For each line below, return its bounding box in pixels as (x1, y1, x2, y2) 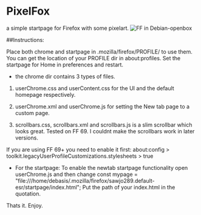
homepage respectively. (15, 91, 76, 98)
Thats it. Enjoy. (6, 202, 44, 209)
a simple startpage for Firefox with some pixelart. (6, 24, 129, 32)
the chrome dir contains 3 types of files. (15, 72, 115, 80)
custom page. (15, 109, 50, 116)
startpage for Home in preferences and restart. (6, 61, 123, 68)
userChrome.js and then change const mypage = (15, 171, 138, 178)
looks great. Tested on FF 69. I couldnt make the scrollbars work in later (15, 127, 195, 135)
